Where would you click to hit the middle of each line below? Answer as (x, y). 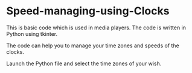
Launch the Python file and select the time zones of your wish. (84, 63)
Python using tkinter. (32, 34)
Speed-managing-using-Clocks (88, 11)
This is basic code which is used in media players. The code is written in (96, 28)
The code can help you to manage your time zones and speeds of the (93, 45)
